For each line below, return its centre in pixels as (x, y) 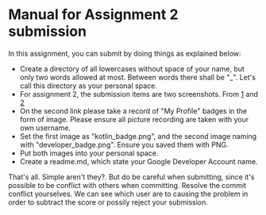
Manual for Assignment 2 (93, 15)
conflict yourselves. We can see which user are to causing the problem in (128, 194)
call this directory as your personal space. (88, 86)
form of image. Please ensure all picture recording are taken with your (134, 119)
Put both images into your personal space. (89, 153)
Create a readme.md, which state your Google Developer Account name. (139, 161)
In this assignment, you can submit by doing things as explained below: (125, 53)
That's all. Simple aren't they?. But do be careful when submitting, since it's (131, 177)
